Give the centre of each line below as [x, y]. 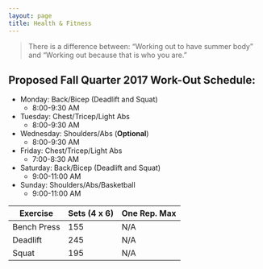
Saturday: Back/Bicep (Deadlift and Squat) [90, 168]
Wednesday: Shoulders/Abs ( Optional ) [84, 134]
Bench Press [36, 227]
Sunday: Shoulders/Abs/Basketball [77, 185]
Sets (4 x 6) [91, 213]
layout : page [30, 16]
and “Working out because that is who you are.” [107, 55]
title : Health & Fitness [50, 23]
